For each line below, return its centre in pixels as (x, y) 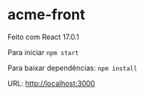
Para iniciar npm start (43, 52)
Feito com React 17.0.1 (43, 37)
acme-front (46, 15)
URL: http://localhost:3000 (51, 83)
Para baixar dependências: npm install (72, 68)
